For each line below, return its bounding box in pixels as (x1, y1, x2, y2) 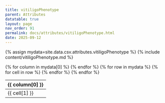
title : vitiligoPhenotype (5, 7, 59, 12)
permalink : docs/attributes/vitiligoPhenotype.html (5, 30, 115, 35)
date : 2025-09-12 (5, 35, 41, 40)
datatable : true (5, 16, 39, 21)
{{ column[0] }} (7, 81, 44, 88)
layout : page (5, 21, 32, 26)
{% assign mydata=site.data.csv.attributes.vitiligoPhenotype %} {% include (5, 48, 160, 55)
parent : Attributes (5, 12, 46, 17)
